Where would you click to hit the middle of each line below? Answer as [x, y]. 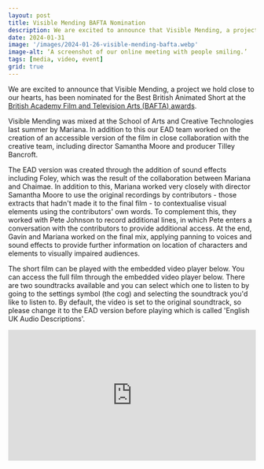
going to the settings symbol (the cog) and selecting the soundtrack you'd [128, 294]
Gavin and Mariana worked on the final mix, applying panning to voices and [130, 236]
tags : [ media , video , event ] [56, 60]
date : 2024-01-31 [37, 37]
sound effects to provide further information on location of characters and [128, 245]
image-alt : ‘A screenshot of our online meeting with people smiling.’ [128, 52]
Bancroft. [23, 154]
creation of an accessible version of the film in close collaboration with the [128, 138]
